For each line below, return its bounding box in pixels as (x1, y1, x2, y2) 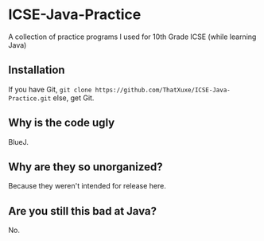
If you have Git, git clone (8, 84, 92, 94)
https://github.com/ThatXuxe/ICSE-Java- (95, 86, 231, 94)
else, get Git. (52, 93, 95, 103)
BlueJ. (8, 137, 29, 146)
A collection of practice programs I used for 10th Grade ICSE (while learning (8, 32, 257, 41)
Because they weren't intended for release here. (8, 181, 167, 191)
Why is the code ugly (8, 116, 115, 130)
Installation (8, 64, 65, 77)
